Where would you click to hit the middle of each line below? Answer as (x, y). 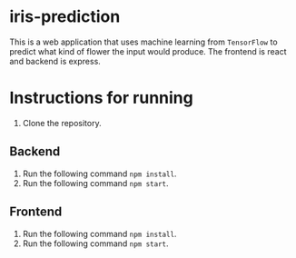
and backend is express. (55, 61)
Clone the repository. (62, 123)
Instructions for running (101, 98)
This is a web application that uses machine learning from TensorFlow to (144, 42)
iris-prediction (65, 17)
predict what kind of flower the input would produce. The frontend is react (148, 51)
